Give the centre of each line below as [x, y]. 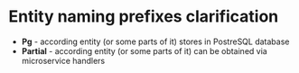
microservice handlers [63, 60]
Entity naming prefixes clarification [144, 17]
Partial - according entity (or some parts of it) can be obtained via [144, 50]
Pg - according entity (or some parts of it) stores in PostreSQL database [155, 41]
